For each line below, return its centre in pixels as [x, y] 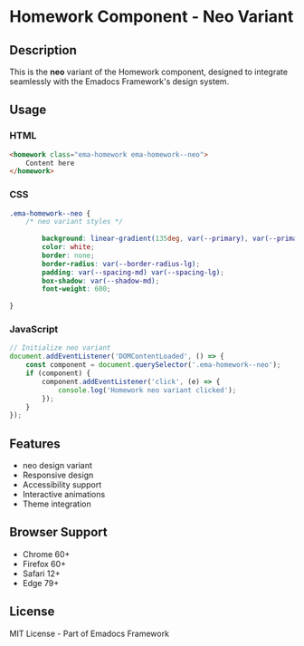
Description [43, 50]
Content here [50, 163]
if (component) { [58, 373]
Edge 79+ [41, 583]
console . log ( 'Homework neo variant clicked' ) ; [147, 390]
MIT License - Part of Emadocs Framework [90, 633]
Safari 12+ [41, 574]
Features [35, 444]
